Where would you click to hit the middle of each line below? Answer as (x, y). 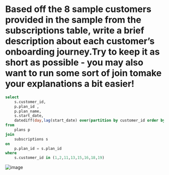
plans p (22, 130)
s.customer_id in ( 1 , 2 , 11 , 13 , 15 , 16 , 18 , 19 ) (59, 158)
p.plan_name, (28, 111)
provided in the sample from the (73, 20)
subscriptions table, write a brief (75, 31)
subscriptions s (31, 139)
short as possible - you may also (74, 62)
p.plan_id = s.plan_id (38, 148)
